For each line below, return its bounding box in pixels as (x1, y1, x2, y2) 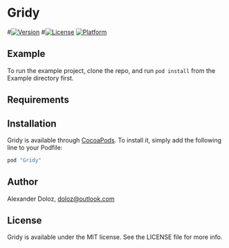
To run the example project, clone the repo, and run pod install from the (7, 66, 216, 74)
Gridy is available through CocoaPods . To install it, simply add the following (7, 135, 222, 144)
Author (7, 176, 38, 188)
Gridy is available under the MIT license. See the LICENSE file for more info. (7, 233, 223, 241)
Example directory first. (7, 74, 74, 82)
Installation (7, 117, 57, 129)
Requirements (7, 94, 69, 106)
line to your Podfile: (7, 143, 63, 151)
